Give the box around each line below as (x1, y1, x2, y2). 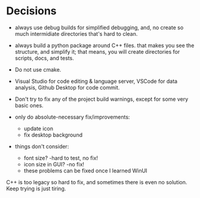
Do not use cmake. (14, 66, 61, 73)
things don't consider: (14, 143, 69, 150)
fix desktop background (23, 131, 82, 138)
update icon (23, 125, 54, 132)
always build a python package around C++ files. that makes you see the (14, 42, 195, 49)
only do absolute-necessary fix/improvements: (14, 113, 130, 120)
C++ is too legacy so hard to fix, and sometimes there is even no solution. (6, 178, 187, 185)
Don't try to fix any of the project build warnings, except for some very (14, 95, 189, 103)
